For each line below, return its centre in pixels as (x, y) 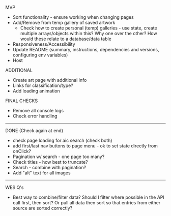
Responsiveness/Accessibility (44, 44)
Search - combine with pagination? (49, 167)
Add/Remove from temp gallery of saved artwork (64, 23)
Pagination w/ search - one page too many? (59, 157)
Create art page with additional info (50, 80)
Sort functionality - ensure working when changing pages (73, 17)
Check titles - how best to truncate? (50, 162)
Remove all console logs (38, 111)
